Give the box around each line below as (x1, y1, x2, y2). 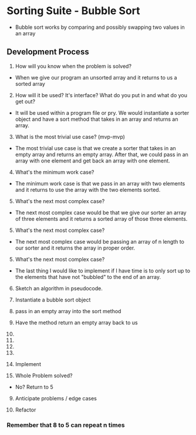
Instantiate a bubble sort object (15, 296, 91, 303)
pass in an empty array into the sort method (15, 307, 121, 314)
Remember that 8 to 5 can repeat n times (6, 421, 125, 429)
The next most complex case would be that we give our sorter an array (15, 209, 187, 216)
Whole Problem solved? (15, 372, 73, 379)
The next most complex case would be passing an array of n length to (15, 238, 184, 245)
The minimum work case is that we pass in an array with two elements (15, 180, 185, 187)
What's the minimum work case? (15, 168, 94, 175)
